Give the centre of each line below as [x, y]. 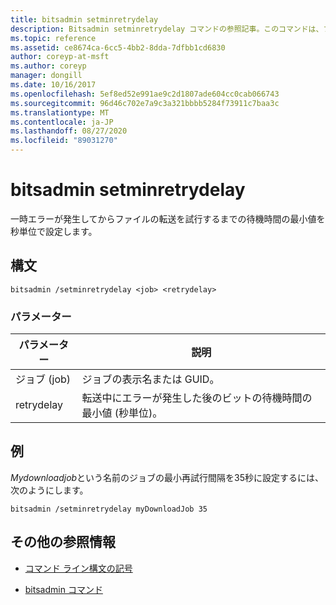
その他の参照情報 [63, 542]
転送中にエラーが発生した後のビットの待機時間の [197, 398]
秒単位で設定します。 [54, 231]
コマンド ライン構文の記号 [78, 568]
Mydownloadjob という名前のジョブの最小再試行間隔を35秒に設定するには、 [167, 477]
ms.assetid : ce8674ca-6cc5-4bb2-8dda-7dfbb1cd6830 [118, 47]
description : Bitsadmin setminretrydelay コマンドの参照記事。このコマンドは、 [167, 29]
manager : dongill [46, 76]
